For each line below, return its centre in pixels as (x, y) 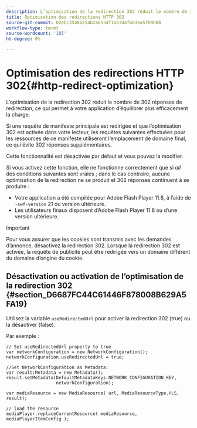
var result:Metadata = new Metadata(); (55, 372)
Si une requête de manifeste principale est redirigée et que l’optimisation (94, 126)
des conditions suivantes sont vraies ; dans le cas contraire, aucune (88, 174)
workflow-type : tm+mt (33, 28)
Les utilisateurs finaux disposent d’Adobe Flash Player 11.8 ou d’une (96, 210)
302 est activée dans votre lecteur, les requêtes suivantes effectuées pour (96, 132)
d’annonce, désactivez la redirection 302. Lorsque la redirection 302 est (93, 245)
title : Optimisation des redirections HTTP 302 (65, 17)
